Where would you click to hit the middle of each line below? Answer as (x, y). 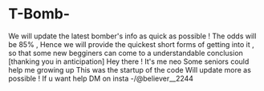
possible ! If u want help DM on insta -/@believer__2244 (101, 78)
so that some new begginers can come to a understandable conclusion (126, 53)
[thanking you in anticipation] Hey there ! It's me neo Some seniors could (129, 61)
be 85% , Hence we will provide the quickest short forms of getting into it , (131, 44)
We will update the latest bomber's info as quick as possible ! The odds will (132, 36)
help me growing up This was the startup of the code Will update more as (130, 69)
